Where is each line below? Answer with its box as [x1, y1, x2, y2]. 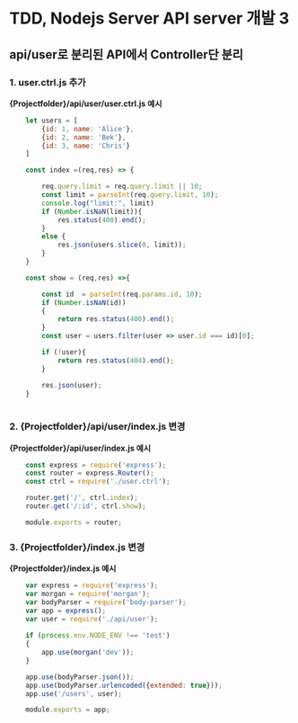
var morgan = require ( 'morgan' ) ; [25, 589, 151, 598]
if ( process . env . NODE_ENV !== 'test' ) [25, 631, 171, 640]
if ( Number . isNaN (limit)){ [41, 207, 143, 216]
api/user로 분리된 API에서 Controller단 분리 [9, 47, 244, 62]
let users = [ [25, 116, 78, 125]
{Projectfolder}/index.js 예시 [9, 563, 117, 574]
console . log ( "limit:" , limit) [41, 199, 154, 208]
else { [41, 232, 66, 241]
